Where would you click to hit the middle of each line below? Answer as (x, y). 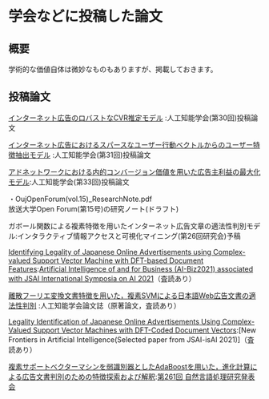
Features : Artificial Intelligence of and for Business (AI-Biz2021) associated (131, 268)
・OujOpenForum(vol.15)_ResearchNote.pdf (80, 199)
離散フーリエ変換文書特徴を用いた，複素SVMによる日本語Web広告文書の (129, 295)
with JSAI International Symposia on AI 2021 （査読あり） (102, 278)
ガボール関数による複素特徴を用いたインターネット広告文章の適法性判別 (127, 226)
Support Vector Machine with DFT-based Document (118, 260)
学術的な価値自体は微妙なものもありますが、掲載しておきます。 (113, 69)
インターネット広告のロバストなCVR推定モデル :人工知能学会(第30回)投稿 (130, 118)
